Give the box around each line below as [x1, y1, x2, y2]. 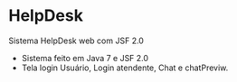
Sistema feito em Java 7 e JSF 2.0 [21, 52, 149, 63]
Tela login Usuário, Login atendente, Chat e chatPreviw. [21, 62, 229, 73]
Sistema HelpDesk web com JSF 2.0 [8, 35, 144, 46]
